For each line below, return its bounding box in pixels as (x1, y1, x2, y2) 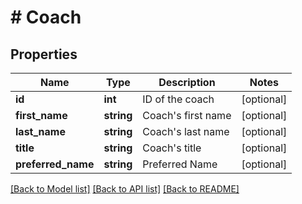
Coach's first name (142, 109, 232, 122)
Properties (10, 46, 78, 63)
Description (158, 76, 216, 89)
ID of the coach (142, 92, 215, 106)
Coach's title (142, 141, 202, 155)
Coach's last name (142, 125, 230, 138)
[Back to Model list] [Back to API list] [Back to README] (10, 183, 240, 195)
